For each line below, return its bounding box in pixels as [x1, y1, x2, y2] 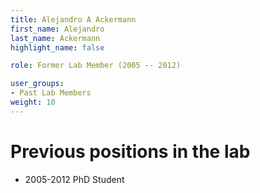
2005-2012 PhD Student [24, 173, 125, 185]
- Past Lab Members [10, 88, 92, 98]
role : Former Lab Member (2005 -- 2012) [10, 61, 182, 71]
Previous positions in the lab [10, 140, 251, 163]
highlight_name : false [10, 42, 105, 53]
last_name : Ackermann [10, 33, 101, 43]
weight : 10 [10, 97, 56, 107]
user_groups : [10, 79, 65, 89]
